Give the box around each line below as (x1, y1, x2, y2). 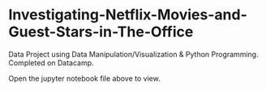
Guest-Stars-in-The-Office (8, 23, 194, 41)
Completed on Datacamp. (8, 58, 95, 68)
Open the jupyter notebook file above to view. (8, 73, 161, 83)
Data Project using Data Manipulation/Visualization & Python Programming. (8, 49, 259, 59)
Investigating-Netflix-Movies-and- (8, 6, 247, 24)
